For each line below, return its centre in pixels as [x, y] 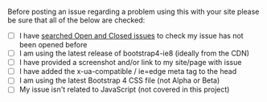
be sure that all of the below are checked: [76, 20]
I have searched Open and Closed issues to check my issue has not [131, 36]
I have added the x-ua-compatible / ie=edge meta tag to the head [128, 71]
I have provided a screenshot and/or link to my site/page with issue [130, 63]
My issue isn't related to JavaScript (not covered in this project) [124, 90]
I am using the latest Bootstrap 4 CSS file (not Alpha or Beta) [119, 80]
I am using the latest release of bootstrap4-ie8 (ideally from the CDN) [134, 53]
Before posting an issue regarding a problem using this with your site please [133, 12]
